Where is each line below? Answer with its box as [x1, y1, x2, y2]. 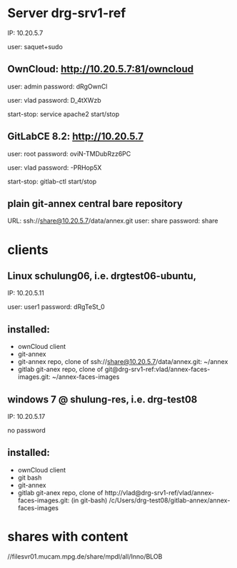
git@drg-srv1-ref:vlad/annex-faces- [104, 365, 211, 374]
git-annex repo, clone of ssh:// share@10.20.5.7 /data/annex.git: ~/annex [17, 357, 228, 366]
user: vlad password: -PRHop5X [7, 163, 102, 172]
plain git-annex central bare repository [7, 198, 183, 210]
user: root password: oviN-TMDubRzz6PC [7, 149, 131, 158]
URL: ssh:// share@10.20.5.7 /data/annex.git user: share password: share [7, 216, 218, 225]
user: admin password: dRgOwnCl [7, 82, 108, 91]
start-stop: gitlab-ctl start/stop [7, 177, 97, 186]
